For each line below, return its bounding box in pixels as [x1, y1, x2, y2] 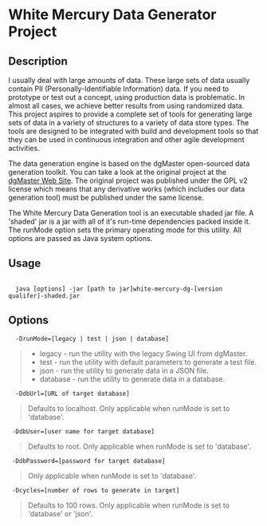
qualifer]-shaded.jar [8, 291, 80, 300]
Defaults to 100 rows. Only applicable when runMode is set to [27, 500, 230, 510]
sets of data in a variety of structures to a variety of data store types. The [8, 118, 249, 127]
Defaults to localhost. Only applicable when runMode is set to [27, 403, 230, 413]
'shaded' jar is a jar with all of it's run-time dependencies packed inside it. [8, 217, 251, 226]
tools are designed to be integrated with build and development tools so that [8, 126, 259, 136]
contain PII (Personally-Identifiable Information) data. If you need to [8, 84, 230, 93]
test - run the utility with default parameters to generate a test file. [39, 357, 257, 366]
